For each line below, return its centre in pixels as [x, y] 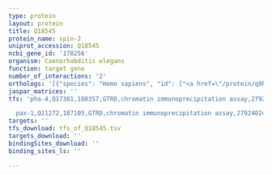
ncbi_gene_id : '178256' [49, 53]
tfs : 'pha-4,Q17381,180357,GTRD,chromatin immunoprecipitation [117, 99]
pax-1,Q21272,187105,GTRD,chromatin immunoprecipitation [114, 113]
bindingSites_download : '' [54, 143]
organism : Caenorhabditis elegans [67, 62]
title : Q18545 [32, 31]
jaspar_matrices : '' [43, 91]
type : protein [32, 16]
